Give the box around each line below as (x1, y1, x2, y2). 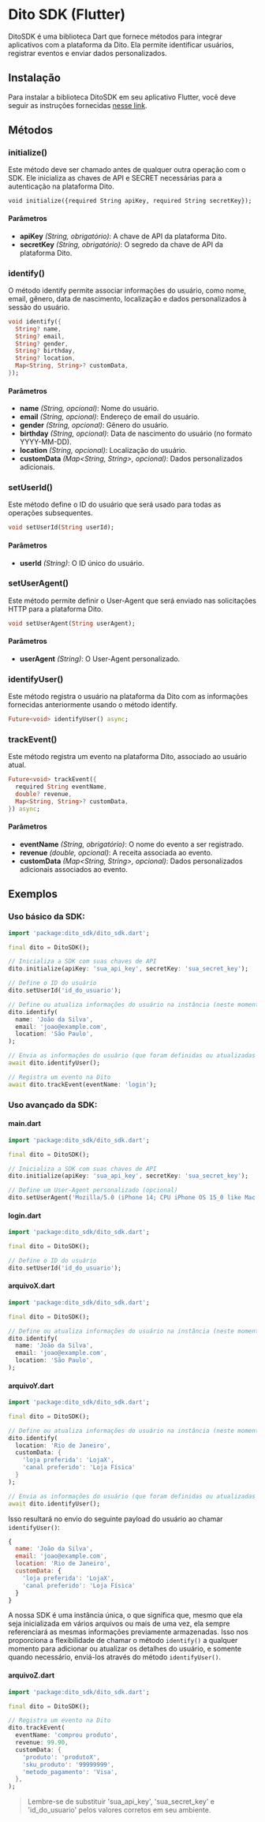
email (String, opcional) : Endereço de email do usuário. (19, 412, 200, 421)
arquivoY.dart (8, 1381, 54, 1390)
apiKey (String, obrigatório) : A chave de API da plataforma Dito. (19, 231, 227, 241)
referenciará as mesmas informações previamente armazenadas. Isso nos (8, 1627, 248, 1637)
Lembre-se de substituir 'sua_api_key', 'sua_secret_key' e (27, 1797, 215, 1806)
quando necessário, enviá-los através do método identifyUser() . (8, 1652, 221, 1662)
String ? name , (15, 325, 62, 333)
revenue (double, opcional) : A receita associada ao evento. (19, 847, 213, 857)
